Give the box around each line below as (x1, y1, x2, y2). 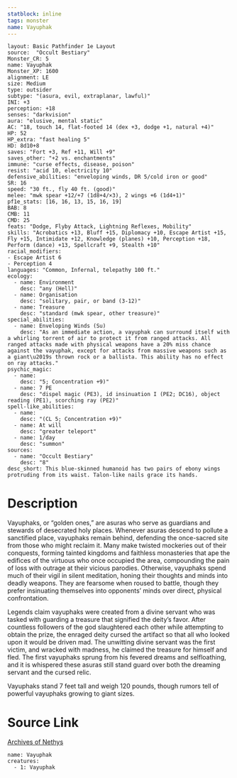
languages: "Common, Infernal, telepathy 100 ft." (7, 267, 160, 274)
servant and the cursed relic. (7, 668, 92, 676)
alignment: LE (7, 74, 50, 82)
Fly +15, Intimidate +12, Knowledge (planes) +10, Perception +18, (7, 236, 211, 243)
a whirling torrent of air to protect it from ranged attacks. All (7, 335, 211, 342)
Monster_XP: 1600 (7, 68, 59, 75)
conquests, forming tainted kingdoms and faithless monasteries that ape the (7, 549, 231, 557)
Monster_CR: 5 (7, 55, 50, 62)
